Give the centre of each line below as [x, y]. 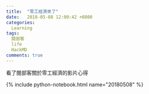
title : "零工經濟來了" [32, 11]
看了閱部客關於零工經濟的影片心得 [47, 73]
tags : [13, 33]
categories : [20, 22]
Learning [22, 28]
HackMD [19, 50]
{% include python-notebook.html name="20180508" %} [75, 84]
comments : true [25, 55]
